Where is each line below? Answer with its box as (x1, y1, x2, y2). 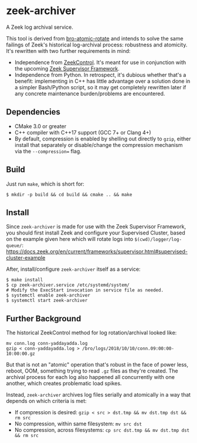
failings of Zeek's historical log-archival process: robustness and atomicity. (6, 41, 188, 48)
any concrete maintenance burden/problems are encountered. (14, 90, 165, 97)
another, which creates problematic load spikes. (6, 380, 122, 387)
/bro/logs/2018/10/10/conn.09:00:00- (81, 345, 175, 352)
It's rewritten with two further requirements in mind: (6, 47, 131, 54)
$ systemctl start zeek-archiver (6, 298, 88, 304)
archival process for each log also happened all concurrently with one (6, 374, 175, 381)
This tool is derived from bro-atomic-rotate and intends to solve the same (6, 35, 184, 42)
